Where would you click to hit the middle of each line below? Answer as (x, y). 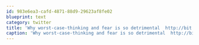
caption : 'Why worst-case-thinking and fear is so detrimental (86, 33)
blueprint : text (26, 17)
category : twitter (29, 22)
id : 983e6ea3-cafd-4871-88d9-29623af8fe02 (59, 11)
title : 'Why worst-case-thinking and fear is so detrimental (83, 28)
